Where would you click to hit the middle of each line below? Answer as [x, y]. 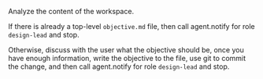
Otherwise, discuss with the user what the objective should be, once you [126, 50]
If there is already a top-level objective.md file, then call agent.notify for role [132, 26]
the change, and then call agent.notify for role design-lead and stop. [119, 66]
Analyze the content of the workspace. [71, 11]
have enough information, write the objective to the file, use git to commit [127, 58]
